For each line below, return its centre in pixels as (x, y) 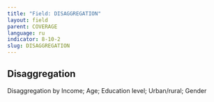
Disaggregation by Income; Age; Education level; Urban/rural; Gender (107, 90)
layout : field (28, 20)
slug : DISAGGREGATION (39, 46)
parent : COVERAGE (32, 26)
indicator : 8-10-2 (34, 40)
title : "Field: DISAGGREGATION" (54, 14)
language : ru (26, 33)
